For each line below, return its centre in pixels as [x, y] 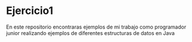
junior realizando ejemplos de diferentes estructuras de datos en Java [90, 33]
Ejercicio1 [30, 11]
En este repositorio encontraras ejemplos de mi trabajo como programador [96, 27]
